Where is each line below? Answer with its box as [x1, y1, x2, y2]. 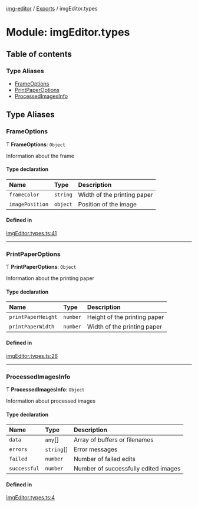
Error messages [73, 445, 118, 453]
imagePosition [9, 200, 49, 208]
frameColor [9, 191, 39, 198]
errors [9, 446, 28, 453]
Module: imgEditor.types [6, 26, 130, 39]
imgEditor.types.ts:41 [6, 229, 57, 236]
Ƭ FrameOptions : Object [6, 141, 66, 148]
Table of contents [6, 49, 72, 59]
